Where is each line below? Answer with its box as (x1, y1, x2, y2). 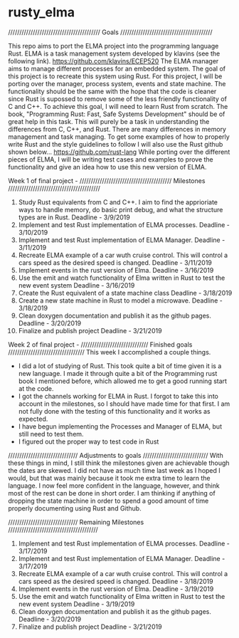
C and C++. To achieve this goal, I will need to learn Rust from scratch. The (8, 102, 228, 110)
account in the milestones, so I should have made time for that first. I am (18, 399, 230, 408)
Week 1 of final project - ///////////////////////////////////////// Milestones (8, 176, 206, 185)
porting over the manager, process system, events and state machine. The (8, 79, 226, 88)
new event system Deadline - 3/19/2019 (18, 600, 135, 608)
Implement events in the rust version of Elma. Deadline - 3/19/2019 (18, 585, 214, 593)
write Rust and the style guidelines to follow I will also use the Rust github (8, 140, 223, 148)
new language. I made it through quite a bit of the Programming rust (18, 369, 218, 377)
